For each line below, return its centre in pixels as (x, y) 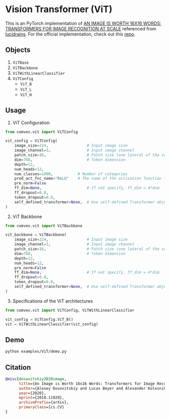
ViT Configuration (31, 122)
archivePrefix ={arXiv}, (44, 403)
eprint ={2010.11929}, (41, 398)
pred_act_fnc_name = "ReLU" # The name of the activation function (88, 179)
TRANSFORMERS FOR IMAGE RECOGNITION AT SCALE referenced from (81, 28)
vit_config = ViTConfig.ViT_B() (39, 319)
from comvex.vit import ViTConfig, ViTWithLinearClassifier (70, 310)
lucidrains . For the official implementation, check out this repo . (70, 34)
